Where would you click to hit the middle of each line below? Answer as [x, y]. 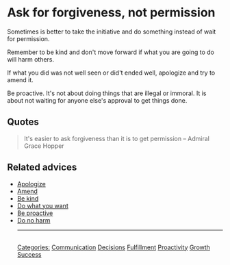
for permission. [28, 38]
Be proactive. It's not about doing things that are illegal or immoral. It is [107, 93]
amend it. [21, 79]
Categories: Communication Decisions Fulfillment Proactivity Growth [114, 247]
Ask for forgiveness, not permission [111, 13]
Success [29, 254]
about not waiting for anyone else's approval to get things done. [97, 100]
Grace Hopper [44, 146]
